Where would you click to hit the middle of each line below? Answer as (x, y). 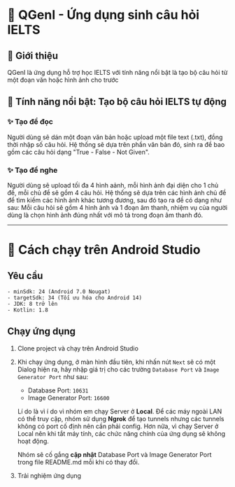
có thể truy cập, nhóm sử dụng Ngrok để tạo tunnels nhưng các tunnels (121, 418)
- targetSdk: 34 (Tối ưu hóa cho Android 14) (74, 297)
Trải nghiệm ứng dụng (49, 475)
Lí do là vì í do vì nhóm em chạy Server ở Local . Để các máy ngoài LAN (120, 411)
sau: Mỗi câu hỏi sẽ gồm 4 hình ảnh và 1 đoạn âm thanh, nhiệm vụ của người (117, 207)
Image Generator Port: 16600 (69, 397)
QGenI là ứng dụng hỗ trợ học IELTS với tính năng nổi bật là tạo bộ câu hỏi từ (117, 72)
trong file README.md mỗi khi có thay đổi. (78, 462)
